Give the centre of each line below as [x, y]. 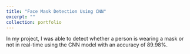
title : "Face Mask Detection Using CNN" [56, 11]
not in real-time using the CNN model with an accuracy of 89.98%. [87, 45]
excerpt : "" [21, 17]
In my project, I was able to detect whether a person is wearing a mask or [95, 39]
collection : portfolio [34, 22]
